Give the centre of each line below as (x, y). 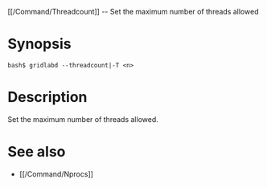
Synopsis (39, 44)
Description (47, 98)
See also (37, 152)
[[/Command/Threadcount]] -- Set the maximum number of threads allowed (133, 12)
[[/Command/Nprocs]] (56, 174)
